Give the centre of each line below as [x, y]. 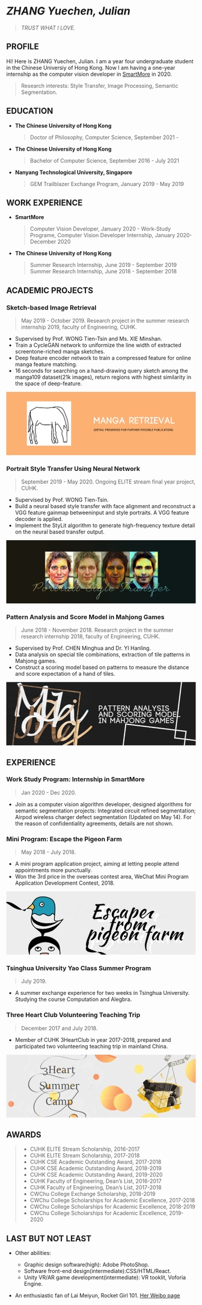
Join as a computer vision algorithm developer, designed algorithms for [103, 804]
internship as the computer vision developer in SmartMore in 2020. [89, 74]
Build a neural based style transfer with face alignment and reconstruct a [105, 506]
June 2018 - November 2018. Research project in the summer [97, 630]
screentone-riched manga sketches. [60, 352]
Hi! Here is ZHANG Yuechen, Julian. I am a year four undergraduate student [100, 61]
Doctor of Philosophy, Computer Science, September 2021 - [104, 137]
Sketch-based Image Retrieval [51, 307]
